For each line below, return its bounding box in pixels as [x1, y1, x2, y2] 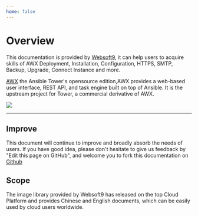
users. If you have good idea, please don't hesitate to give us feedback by [6, 146, 186, 153]
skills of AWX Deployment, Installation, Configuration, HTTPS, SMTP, [6, 60, 173, 67]
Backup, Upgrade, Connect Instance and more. [6, 66, 121, 73]
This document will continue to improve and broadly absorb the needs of [6, 139, 183, 146]
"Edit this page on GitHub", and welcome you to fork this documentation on [6, 152, 189, 159]
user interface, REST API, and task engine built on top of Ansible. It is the [6, 84, 183, 91]
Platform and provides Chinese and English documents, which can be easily [6, 197, 190, 204]
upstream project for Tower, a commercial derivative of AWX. [6, 90, 154, 97]
